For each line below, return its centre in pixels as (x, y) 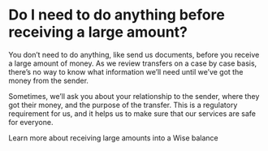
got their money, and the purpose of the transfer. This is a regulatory (123, 105)
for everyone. (31, 122)
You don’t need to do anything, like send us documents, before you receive (134, 54)
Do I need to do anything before (117, 15)
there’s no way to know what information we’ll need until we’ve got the (126, 71)
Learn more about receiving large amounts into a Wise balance (113, 138)
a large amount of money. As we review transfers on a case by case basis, (133, 63)
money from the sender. (49, 80)
